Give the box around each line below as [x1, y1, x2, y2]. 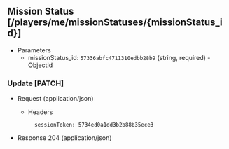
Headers [27, 108, 53, 116]
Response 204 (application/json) [17, 134, 112, 142]
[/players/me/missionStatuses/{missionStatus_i [7, 17, 223, 29]
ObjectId [27, 61, 53, 69]
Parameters [17, 45, 51, 55]
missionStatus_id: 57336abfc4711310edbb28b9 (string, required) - [27, 53, 211, 62]
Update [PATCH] [7, 78, 64, 88]
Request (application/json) [17, 94, 94, 103]
